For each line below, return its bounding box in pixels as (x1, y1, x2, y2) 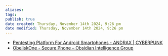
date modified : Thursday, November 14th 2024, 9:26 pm (5, 26, 123, 31)
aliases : (5, 7, 24, 12)
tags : (5, 12, 17, 17)
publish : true (5, 16, 35, 21)
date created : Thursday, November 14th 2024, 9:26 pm (5, 21, 121, 26)
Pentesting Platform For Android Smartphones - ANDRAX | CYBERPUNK (12, 39, 163, 45)
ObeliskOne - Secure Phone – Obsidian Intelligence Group (12, 45, 134, 51)
